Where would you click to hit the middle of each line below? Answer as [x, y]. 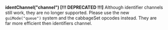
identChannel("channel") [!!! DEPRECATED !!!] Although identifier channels [84, 7]
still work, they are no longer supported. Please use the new [67, 13]
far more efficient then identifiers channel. [49, 23]
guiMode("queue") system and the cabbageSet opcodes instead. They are [81, 18]
